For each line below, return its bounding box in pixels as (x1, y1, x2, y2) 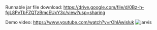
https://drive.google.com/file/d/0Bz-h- (63, 4, 144, 10)
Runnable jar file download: (5, 4, 62, 10)
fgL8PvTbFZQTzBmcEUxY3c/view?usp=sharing (5, 9, 106, 15)
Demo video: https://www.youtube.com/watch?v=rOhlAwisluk (5, 19, 135, 25)
